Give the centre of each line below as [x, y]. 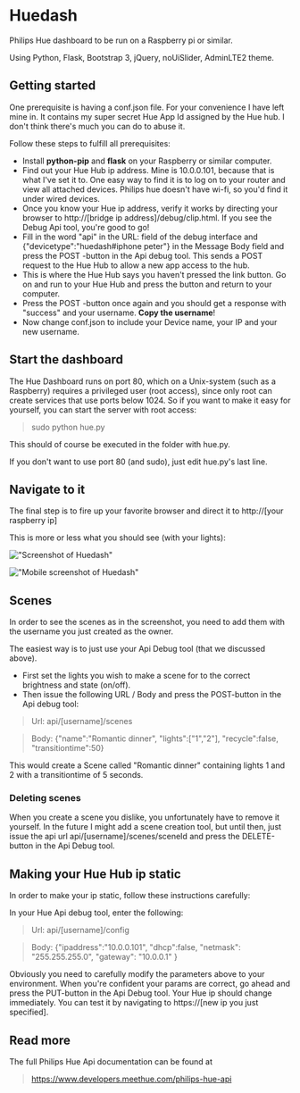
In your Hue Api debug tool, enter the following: [96, 913]
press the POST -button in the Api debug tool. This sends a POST [142, 255]
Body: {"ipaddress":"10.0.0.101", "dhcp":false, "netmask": [136, 947]
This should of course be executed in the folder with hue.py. [120, 444]
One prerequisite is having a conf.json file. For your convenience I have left [147, 107]
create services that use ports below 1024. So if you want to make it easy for [150, 400]
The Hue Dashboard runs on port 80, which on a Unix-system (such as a [143, 381]
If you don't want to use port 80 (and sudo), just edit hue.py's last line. [138, 462]
